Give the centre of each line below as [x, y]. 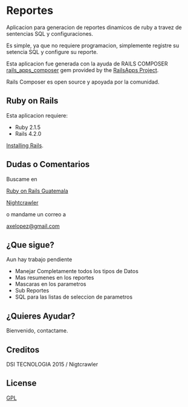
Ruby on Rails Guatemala [37, 191]
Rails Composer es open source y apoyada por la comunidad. [83, 82]
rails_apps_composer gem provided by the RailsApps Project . [83, 70]
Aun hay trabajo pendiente [39, 260]
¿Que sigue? [30, 245]
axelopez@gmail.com [33, 226]
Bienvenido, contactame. [37, 331]
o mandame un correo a [36, 214]
